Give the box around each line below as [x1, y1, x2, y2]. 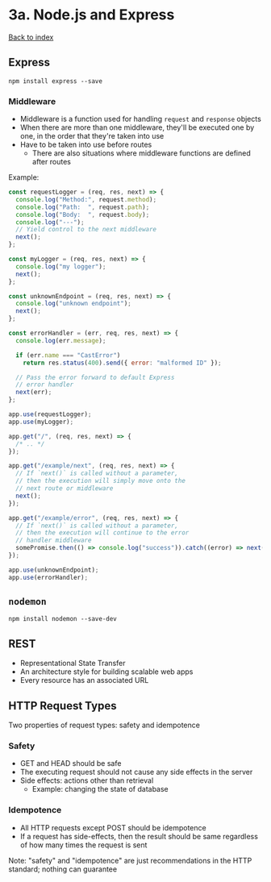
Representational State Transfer [19, 659, 126, 668]
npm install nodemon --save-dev [8, 615, 117, 623]
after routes [31, 157, 71, 167]
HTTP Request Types [8, 699, 117, 713]
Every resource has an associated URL [19, 676, 149, 685]
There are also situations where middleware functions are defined [31, 148, 252, 158]
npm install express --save [8, 77, 103, 85]
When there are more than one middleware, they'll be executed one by [19, 123, 255, 132]
